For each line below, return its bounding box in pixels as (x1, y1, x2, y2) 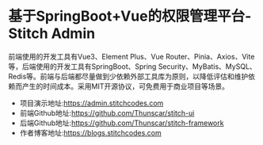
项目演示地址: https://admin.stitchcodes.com (19, 98, 164, 108)
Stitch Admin (8, 25, 96, 43)
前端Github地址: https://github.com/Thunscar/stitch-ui (19, 108, 195, 117)
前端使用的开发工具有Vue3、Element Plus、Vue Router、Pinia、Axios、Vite (8, 52, 255, 61)
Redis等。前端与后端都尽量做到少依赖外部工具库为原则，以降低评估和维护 (8, 71, 249, 81)
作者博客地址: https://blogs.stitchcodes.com (19, 128, 162, 137)
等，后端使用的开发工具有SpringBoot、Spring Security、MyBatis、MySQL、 (8, 61, 257, 71)
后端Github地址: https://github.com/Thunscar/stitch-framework (19, 118, 224, 128)
